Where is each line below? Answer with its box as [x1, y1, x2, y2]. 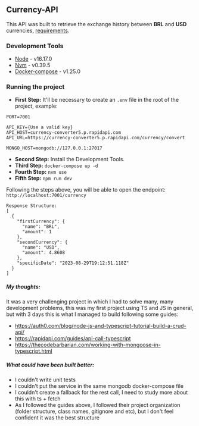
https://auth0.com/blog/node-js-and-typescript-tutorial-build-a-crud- [14, 322, 186, 330]
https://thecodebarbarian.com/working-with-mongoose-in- [14, 342, 161, 349]
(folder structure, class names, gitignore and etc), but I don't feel [14, 408, 174, 415]
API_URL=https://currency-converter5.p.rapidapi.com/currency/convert [6, 135, 185, 141]
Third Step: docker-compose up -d [14, 162, 98, 169]
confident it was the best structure [14, 414, 100, 421]
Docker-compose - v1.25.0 [14, 68, 81, 75]
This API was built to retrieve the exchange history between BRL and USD [6, 20, 187, 27]
